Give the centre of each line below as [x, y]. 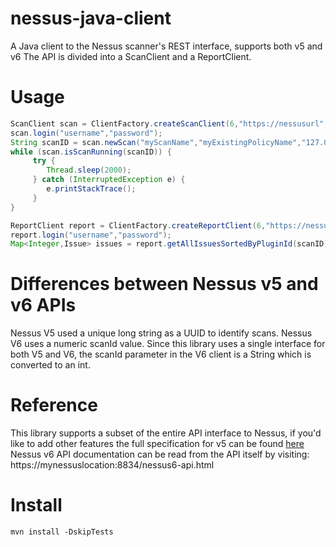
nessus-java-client [91, 18]
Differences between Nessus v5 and [164, 284]
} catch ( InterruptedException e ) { [109, 180]
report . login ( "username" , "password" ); [91, 235]
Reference [54, 405]
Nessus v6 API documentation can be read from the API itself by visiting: [160, 454]
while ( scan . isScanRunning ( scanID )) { [91, 152]
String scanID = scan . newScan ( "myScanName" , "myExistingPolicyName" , [156, 142]
